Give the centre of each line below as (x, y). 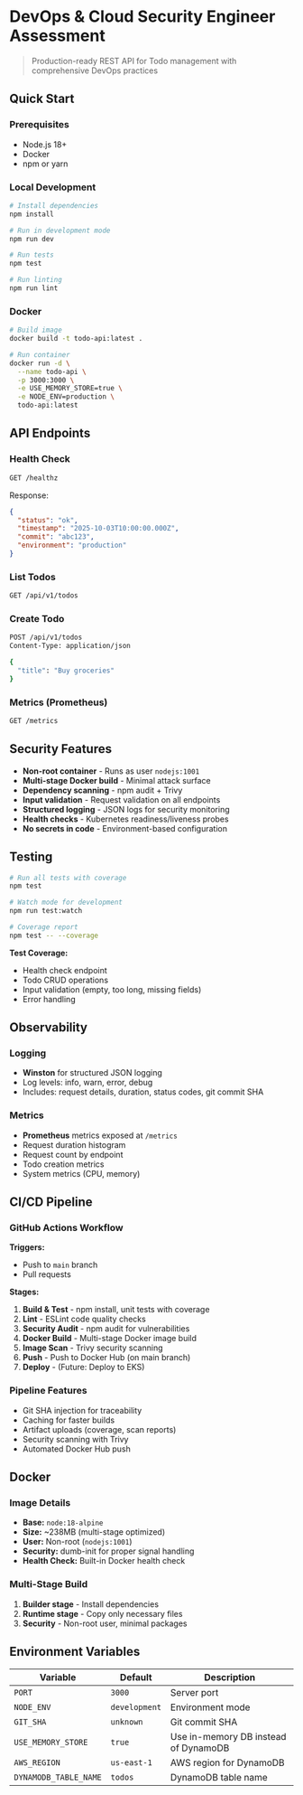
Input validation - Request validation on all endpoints (121, 799)
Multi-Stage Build (49, 1584)
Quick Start (42, 99)
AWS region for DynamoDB (228, 1762)
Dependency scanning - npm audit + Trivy (102, 790)
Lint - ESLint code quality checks (84, 1319)
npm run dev (32, 239)
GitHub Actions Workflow (66, 1228)
